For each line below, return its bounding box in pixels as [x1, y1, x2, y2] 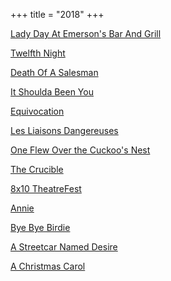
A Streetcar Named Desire [10, 241, 118, 253]
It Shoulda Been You [10, 86, 94, 98]
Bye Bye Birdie [10, 222, 71, 233]
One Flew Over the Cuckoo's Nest [10, 144, 151, 156]
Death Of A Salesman [10, 67, 99, 78]
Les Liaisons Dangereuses [10, 125, 119, 136]
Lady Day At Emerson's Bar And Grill [10, 28, 162, 39]
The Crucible [10, 164, 64, 175]
